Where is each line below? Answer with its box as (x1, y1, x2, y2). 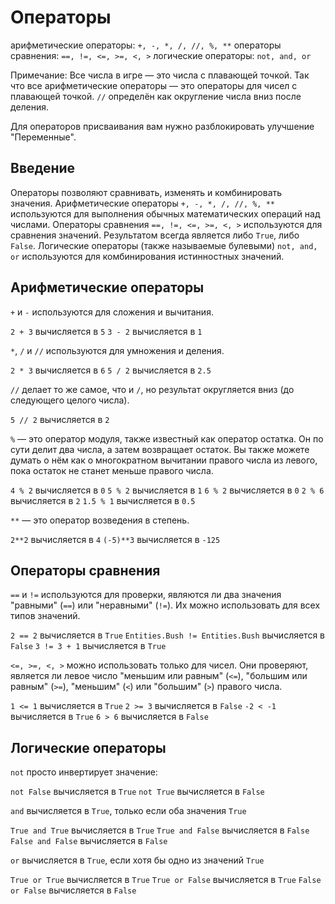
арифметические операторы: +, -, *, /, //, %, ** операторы (10, 39, 282, 51)
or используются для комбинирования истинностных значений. (10, 250, 285, 262)
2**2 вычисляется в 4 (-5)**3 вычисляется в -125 (10, 533, 221, 545)
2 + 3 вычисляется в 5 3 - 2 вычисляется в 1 (10, 325, 203, 337)
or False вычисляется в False (10, 884, 137, 896)
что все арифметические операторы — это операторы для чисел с (10, 79, 298, 91)
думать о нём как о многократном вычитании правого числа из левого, (10, 454, 318, 466)
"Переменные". (10, 131, 77, 143)
